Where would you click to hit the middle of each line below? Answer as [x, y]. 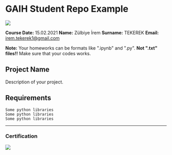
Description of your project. [34, 82]
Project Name [27, 70]
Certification [21, 136]
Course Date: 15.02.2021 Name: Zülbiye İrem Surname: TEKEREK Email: [82, 32]
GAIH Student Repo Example [67, 9]
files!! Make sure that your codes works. [48, 53]
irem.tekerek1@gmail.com [33, 38]
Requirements [28, 98]
